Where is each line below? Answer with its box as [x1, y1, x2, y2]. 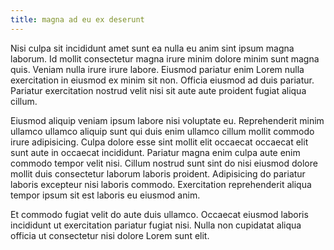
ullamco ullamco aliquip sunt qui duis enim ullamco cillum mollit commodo [10, 125, 315, 137]
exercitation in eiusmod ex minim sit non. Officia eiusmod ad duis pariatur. [10, 74, 315, 86]
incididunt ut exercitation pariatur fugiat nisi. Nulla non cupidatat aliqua [10, 219, 302, 231]
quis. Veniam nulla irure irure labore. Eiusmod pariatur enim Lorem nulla [10, 63, 305, 75]
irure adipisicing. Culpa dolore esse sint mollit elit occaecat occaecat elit [10, 136, 309, 148]
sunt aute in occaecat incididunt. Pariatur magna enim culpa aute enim [10, 146, 301, 158]
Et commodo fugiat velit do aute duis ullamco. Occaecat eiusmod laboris [10, 208, 309, 220]
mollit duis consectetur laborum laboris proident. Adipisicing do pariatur [10, 167, 306, 180]
